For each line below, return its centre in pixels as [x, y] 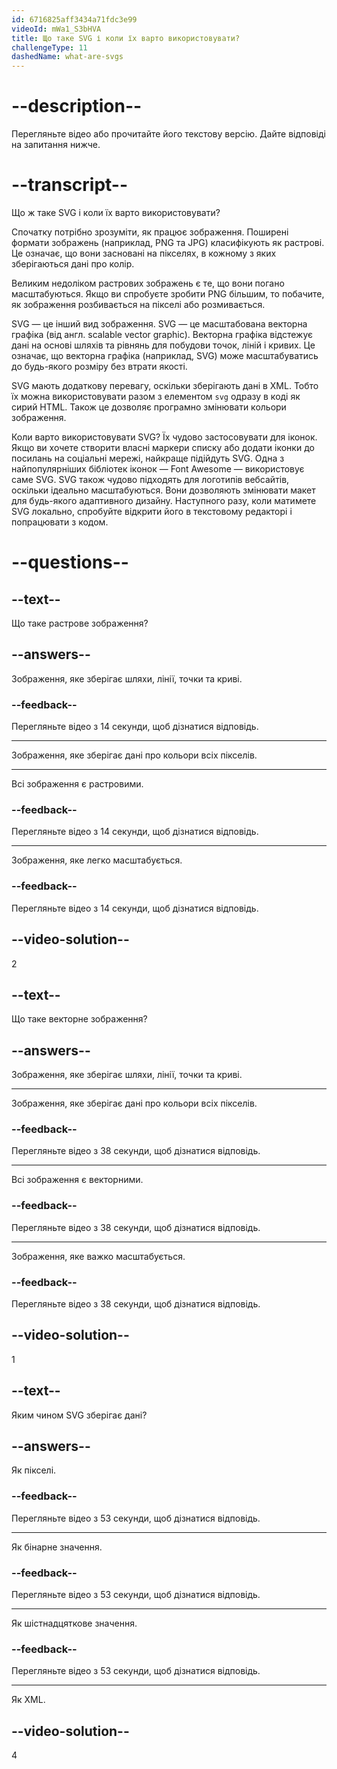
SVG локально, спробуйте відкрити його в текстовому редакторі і [152, 511]
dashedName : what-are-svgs [67, 57]
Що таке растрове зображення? [80, 623]
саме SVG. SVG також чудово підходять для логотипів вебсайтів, [150, 479]
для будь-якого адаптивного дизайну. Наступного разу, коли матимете [164, 500]
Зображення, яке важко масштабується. [98, 1256]
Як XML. [28, 1700]
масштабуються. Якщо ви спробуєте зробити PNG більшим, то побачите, [168, 294]
